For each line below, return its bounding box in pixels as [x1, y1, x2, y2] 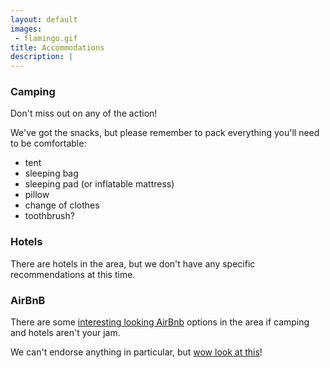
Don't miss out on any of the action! [10, 107, 158, 120]
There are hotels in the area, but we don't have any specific [10, 257, 256, 270]
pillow [24, 189, 50, 201]
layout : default [10, 14, 78, 25]
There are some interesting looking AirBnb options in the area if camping [10, 316, 310, 328]
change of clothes [24, 199, 100, 211]
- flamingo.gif [14, 33, 78, 43]
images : [10, 24, 43, 34]
